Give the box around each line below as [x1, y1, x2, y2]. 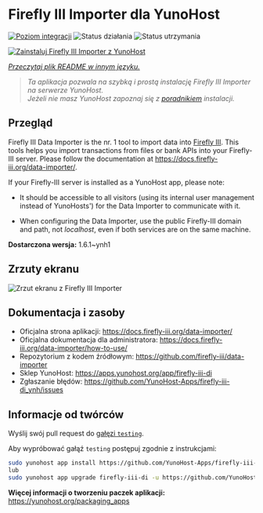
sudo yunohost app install [8, 459, 96, 468]
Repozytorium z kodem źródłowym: [19, 351, 135, 362]
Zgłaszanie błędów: [19, 377, 83, 386]
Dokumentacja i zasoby [8, 306, 125, 319]
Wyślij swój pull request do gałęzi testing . [8, 429, 145, 438]
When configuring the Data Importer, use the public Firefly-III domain [19, 216, 242, 225]
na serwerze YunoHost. [27, 85, 104, 95]
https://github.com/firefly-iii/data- [135, 351, 245, 362]
